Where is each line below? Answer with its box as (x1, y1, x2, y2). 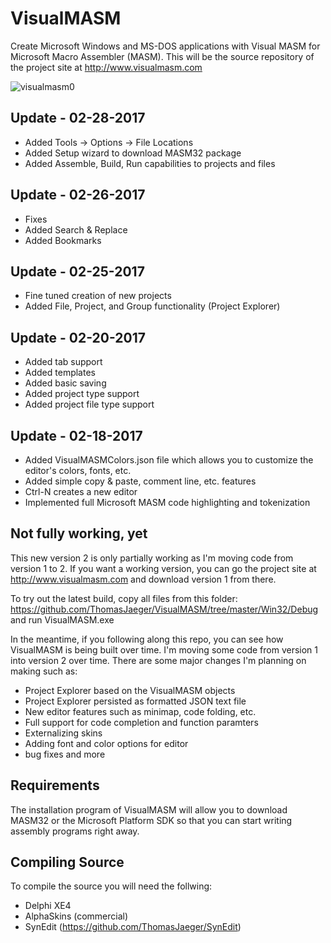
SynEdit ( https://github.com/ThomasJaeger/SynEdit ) (24, 921, 242, 933)
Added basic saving (24, 377, 107, 389)
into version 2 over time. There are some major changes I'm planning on (10, 654, 307, 666)
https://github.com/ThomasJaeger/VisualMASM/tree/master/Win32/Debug (10, 603, 319, 615)
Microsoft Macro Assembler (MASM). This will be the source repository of (10, 50, 315, 62)
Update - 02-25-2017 (10, 263, 145, 280)
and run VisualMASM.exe (10, 613, 115, 626)
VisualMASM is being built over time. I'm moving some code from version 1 (10, 643, 319, 656)
